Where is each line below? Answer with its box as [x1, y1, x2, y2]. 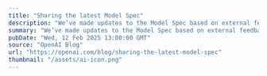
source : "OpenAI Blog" [8, 41, 83, 49]
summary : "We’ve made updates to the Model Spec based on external [8, 26, 237, 34]
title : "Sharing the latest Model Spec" [8, 11, 145, 20]
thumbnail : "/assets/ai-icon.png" [8, 56, 123, 64]
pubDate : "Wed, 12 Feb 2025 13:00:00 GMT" [8, 33, 151, 42]
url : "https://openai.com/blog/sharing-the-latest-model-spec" [8, 48, 222, 56]
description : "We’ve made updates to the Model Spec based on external [8, 19, 250, 27]
